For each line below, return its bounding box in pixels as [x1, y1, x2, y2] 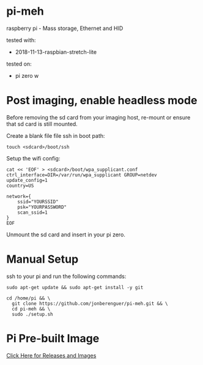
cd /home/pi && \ [6, 295, 51, 301]
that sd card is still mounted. [6, 120, 78, 127]
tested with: [6, 36, 36, 43]
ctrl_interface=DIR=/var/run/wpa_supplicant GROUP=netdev [6, 171, 157, 178]
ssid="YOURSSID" [17, 198, 59, 205]
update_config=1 [6, 177, 48, 183]
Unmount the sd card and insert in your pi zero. [6, 231, 125, 238]
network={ [6, 193, 32, 200]
